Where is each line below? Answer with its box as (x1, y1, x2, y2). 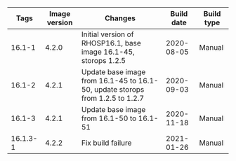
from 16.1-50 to (81, 113, 137, 123)
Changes (105, 13, 136, 23)
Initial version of (81, 29, 134, 39)
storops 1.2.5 (81, 56, 126, 65)
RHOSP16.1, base (81, 38, 142, 48)
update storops (94, 85, 145, 94)
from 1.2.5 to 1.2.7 (81, 94, 145, 103)
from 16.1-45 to (81, 76, 137, 85)
